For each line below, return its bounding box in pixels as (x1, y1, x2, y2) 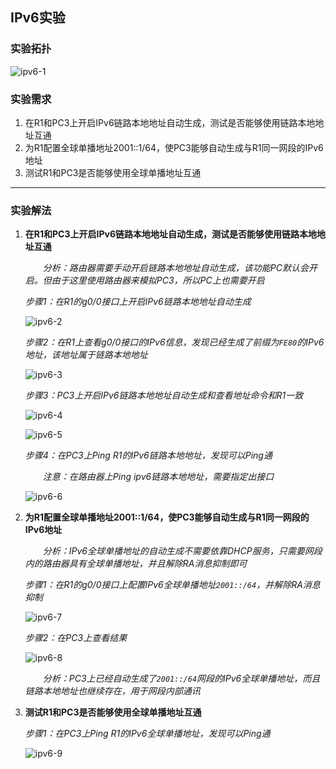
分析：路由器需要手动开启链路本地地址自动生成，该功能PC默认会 (42, 262, 309, 274)
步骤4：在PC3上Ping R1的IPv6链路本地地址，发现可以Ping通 (24, 449, 273, 462)
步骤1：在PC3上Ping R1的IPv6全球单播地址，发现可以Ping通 (24, 728, 271, 740)
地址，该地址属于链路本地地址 (24, 349, 148, 361)
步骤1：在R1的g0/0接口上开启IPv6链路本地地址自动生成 (24, 296, 252, 308)
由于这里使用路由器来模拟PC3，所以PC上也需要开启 (51, 274, 265, 287)
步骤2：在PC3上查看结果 (24, 632, 128, 644)
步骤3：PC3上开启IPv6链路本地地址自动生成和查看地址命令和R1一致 (24, 389, 304, 402)
